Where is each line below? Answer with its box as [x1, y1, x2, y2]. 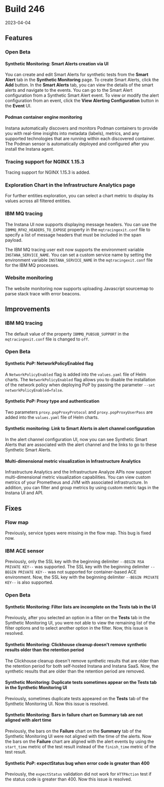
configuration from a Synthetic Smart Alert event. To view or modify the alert [5, 92, 159, 99]
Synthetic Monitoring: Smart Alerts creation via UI [5, 60, 109, 67]
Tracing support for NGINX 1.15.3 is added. [5, 169, 90, 175]
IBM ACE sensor [5, 547, 44, 554]
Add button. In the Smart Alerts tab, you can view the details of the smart [5, 82, 154, 88]
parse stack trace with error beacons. [5, 290, 81, 296]
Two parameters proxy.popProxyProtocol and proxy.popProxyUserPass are [5, 409, 153, 415]
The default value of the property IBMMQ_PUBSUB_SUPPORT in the [5, 331, 129, 337]
